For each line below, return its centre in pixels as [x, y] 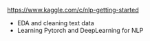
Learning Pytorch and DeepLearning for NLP [80, 30]
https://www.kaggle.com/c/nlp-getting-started [73, 10]
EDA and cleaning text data [55, 23]
